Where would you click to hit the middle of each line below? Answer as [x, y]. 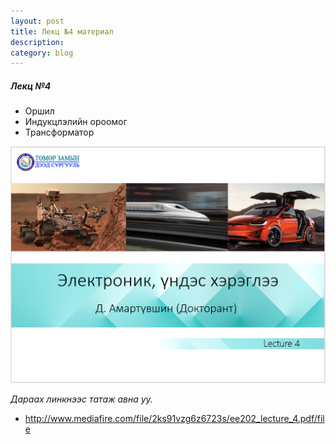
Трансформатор [59, 132]
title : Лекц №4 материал [62, 31]
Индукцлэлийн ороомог [76, 122]
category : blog [42, 53]
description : [37, 42]
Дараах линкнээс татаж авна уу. [81, 399]
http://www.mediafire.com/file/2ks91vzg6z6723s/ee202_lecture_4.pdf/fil [174, 419]
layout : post [37, 21]
